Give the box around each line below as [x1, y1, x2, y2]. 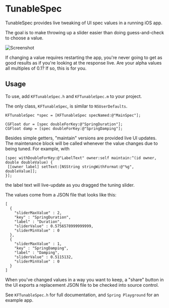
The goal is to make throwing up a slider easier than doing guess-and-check [5, 29, 164, 35]
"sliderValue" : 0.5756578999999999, [14, 223, 94, 229]
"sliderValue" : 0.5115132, [14, 254, 73, 260]
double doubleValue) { [5, 160, 53, 165]
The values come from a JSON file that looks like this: [5, 191, 117, 197]
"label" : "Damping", [14, 250, 60, 255]
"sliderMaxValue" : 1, [14, 241, 62, 246]
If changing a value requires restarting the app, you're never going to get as [5, 54, 162, 61]
